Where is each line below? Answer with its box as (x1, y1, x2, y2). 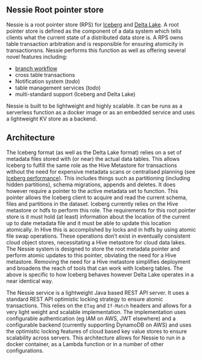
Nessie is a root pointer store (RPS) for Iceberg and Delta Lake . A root (6, 21, 179, 28)
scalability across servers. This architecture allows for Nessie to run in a (6, 334, 185, 341)
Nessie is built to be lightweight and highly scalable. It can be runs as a (6, 102, 183, 110)
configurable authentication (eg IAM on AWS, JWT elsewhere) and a (6, 315, 176, 322)
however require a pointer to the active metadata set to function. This (6, 187, 178, 194)
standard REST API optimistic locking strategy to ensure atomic (6, 295, 163, 303)
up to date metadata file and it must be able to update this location (6, 219, 171, 226)
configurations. (6, 347, 44, 354)
